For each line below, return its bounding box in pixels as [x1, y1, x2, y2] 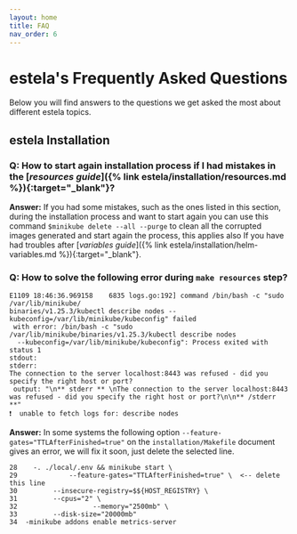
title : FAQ [9, 21, 50, 30]
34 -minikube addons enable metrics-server [9, 518, 177, 527]
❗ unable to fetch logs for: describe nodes [9, 409, 180, 418]
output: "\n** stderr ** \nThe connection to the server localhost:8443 [12, 384, 289, 394]
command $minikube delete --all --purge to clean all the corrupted [9, 221, 262, 231]
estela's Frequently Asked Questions [9, 68, 288, 88]
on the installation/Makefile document [126, 437, 276, 448]
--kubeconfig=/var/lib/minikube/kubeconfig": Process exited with [17, 338, 269, 347]
